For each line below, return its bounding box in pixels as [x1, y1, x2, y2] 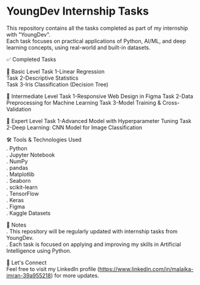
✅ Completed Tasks [6, 55, 57, 63]
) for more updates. [51, 272, 99, 279]
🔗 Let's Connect [6, 259, 47, 266]
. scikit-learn [6, 183, 38, 191]
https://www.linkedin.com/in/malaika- [99, 265, 194, 272]
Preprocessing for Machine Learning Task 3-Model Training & [6, 99, 162, 106]
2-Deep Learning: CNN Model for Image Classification [6, 124, 143, 131]
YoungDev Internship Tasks [6, 4, 149, 18]
